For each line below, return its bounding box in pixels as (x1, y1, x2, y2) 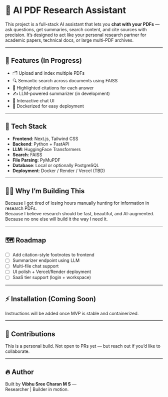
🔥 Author (5, 367, 34, 376)
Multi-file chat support (12, 263, 59, 269)
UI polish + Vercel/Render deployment (12, 269, 91, 275)
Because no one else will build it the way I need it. (5, 216, 108, 222)
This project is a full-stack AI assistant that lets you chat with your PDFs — (5, 21, 160, 27)
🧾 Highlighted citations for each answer (12, 85, 94, 91)
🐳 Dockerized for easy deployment (12, 103, 84, 109)
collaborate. (5, 348, 30, 354)
